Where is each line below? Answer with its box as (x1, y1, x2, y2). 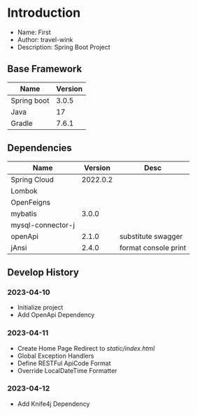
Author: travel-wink (17, 35, 73, 43)
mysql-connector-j (10, 220, 75, 230)
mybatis (10, 208, 37, 218)
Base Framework (7, 63, 82, 75)
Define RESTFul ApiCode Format (17, 358, 111, 367)
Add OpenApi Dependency (17, 311, 95, 319)
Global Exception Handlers (17, 351, 94, 360)
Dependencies (7, 142, 72, 154)
